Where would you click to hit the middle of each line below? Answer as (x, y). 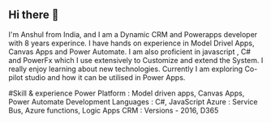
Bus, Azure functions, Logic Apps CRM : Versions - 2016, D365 (114, 110)
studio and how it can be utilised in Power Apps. (105, 77)
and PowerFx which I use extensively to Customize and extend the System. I (136, 60)
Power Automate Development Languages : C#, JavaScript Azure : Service (133, 101)
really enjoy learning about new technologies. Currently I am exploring (126, 69)
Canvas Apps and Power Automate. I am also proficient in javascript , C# (130, 51)
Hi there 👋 (34, 15)
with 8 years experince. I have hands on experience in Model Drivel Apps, (131, 43)
